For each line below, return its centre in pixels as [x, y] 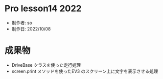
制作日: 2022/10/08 [31, 29]
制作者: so [22, 23]
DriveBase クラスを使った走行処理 [46, 65]
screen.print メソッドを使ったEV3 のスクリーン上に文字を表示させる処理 [85, 71]
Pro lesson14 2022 [43, 9]
